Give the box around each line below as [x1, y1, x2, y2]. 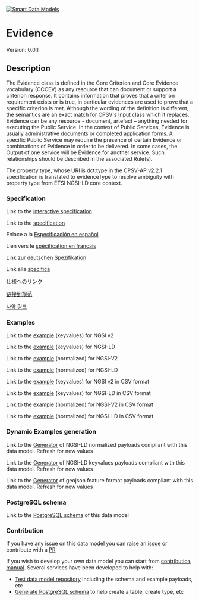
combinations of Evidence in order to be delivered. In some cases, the [6, 142, 178, 150]
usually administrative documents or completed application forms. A [6, 130, 173, 137]
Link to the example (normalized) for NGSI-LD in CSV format [6, 413, 154, 420]
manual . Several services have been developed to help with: [6, 564, 153, 571]
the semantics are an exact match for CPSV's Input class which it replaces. [6, 111, 189, 118]
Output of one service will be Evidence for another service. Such [6, 149, 165, 156]
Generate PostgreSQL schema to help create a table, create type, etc [14, 588, 184, 596]
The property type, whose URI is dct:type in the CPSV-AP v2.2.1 [6, 167, 162, 174]
